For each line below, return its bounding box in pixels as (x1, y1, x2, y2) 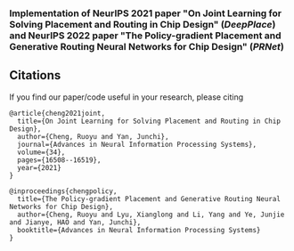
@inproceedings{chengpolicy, (9, 186, 118, 196)
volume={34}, (17, 148, 66, 157)
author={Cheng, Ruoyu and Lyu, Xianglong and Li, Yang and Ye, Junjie (17, 210, 285, 219)
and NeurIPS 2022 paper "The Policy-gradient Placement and (9, 29, 282, 42)
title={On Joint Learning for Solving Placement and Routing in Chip (17, 117, 281, 125)
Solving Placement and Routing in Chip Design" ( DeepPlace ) (9, 18, 276, 30)
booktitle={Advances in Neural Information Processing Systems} (17, 225, 261, 234)
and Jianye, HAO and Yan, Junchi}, (9, 217, 142, 227)
